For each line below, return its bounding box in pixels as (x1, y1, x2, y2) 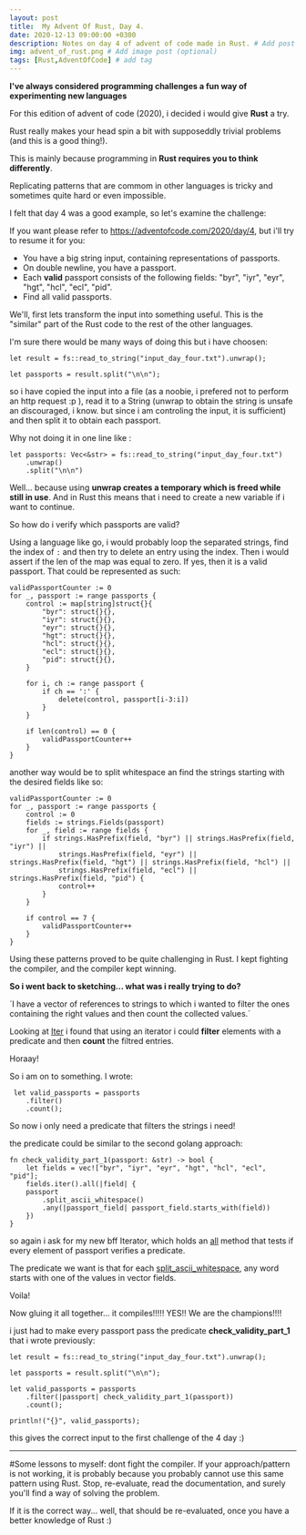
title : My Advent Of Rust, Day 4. (9, 22, 145, 31)
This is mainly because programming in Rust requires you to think (9, 153, 259, 164)
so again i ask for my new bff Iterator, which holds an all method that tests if (9, 1235, 294, 1246)
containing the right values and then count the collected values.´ (9, 1008, 251, 1018)
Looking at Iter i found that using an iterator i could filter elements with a (9, 1026, 281, 1037)
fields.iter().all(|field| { (25, 1180, 137, 1189)
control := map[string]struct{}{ (25, 599, 153, 609)
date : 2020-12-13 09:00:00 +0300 (9, 30, 137, 39)
